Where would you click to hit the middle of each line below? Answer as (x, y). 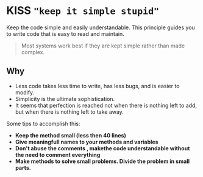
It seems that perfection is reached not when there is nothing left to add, (106, 105)
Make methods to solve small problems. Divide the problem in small (102, 161)
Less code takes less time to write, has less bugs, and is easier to (97, 86)
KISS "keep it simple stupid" (83, 11)
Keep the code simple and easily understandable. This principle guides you (101, 27)
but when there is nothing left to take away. (69, 112)
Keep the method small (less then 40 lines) (70, 135)
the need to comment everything (58, 154)
